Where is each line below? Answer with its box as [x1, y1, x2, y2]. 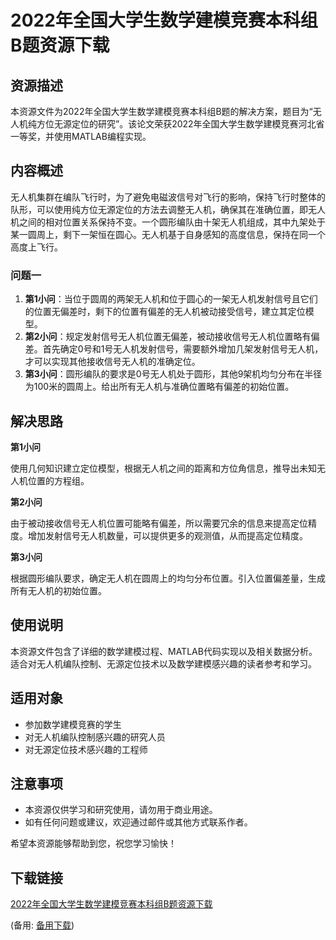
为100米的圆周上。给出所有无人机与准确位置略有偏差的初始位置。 [24, 381, 295, 393]
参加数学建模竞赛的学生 [24, 718, 122, 730]
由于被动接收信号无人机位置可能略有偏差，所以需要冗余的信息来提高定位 [10, 517, 308, 529]
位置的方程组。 [27, 474, 90, 486]
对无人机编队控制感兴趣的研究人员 [24, 731, 166, 743]
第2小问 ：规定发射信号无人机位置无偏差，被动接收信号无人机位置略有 [24, 331, 312, 343]
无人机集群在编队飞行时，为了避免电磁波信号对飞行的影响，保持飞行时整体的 [10, 191, 326, 203]
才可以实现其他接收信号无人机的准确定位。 [24, 356, 201, 368]
